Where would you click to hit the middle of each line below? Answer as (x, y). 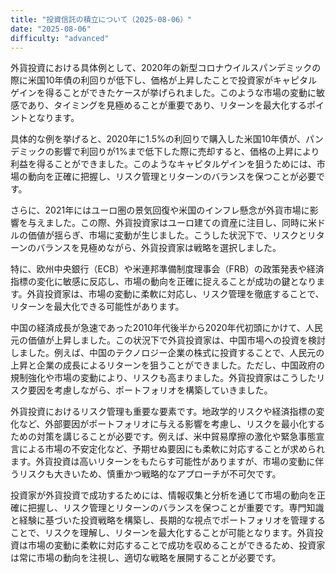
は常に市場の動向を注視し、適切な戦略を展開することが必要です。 (146, 558)
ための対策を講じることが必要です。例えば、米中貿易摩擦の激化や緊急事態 (163, 437)
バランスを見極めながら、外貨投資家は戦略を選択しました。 (159, 248)
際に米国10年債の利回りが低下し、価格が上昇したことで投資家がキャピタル (164, 80)
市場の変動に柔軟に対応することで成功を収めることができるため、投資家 (176, 545)
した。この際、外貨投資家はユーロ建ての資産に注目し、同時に (180, 223)
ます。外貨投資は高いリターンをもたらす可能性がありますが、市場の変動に (163, 462)
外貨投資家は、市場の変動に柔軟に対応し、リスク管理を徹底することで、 (175, 294)
